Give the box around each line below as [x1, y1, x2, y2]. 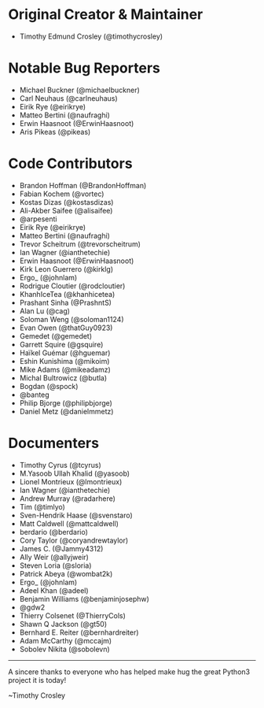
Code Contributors [8, 155, 133, 172]
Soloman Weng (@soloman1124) [19, 314, 124, 324]
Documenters [8, 435, 100, 452]
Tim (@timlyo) [19, 502, 65, 511]
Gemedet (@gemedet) [19, 331, 93, 340]
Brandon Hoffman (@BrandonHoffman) [19, 180, 147, 190]
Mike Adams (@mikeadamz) [19, 365, 112, 374]
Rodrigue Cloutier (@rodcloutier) [19, 281, 126, 291]
